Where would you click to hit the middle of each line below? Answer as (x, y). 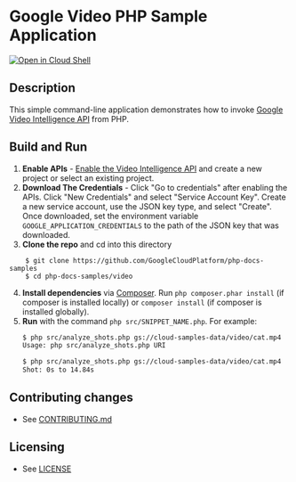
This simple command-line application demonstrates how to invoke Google (146, 110)
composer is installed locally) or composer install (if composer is (142, 302)
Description (42, 88)
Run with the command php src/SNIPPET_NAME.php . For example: (140, 321)
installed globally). (56, 311)
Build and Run (48, 147)
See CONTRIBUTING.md (67, 419)
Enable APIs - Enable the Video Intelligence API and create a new (142, 168)
